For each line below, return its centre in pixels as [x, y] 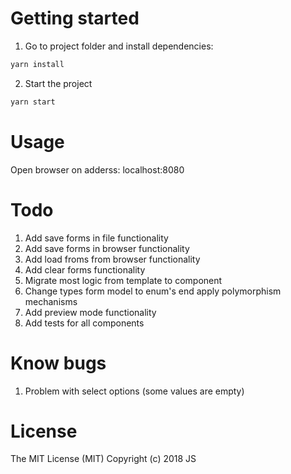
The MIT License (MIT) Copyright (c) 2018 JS [103, 459]
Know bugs [58, 363]
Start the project [58, 83]
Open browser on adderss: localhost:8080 [97, 169]
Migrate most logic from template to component [123, 280]
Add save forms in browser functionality [107, 248]
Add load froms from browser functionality [112, 259]
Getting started [75, 18]
